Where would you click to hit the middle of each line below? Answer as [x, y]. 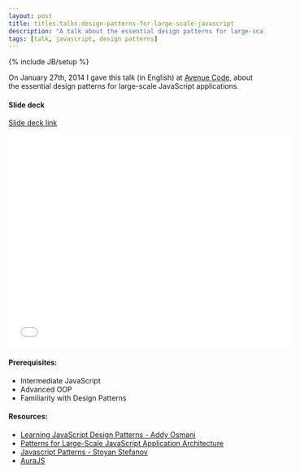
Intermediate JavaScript [60, 380]
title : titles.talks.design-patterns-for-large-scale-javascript [121, 24]
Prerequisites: [33, 362]
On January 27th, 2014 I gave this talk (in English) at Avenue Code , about [131, 77]
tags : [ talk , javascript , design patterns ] [83, 39]
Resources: [28, 417]
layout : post [30, 16]
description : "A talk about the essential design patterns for [118, 31]
